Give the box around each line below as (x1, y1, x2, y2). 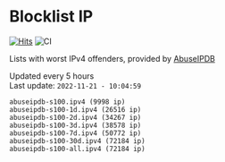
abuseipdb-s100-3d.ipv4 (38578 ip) (9, 121, 142, 130)
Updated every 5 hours (9, 70, 95, 81)
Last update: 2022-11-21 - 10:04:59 (9, 80, 141, 90)
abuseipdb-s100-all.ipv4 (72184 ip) (9, 144, 146, 153)
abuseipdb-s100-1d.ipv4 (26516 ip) (9, 105, 142, 114)
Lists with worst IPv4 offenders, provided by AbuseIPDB (9, 53, 216, 64)
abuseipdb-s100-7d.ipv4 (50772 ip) (9, 128, 142, 138)
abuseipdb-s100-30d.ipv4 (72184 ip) (9, 136, 146, 145)
